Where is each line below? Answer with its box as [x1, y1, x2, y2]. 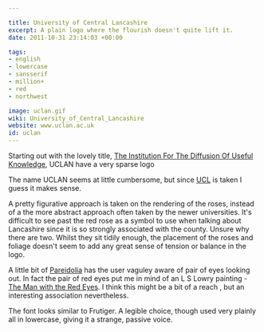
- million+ [8, 77, 45, 85]
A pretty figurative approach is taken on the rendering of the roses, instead [8, 199, 254, 208]
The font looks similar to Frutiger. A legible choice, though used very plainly [8, 306, 257, 315]
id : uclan [8, 129, 41, 137]
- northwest [8, 93, 48, 101]
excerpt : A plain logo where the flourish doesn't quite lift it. [8, 26, 234, 34]
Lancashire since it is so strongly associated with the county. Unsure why [8, 224, 250, 234]
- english [8, 55, 41, 64]
